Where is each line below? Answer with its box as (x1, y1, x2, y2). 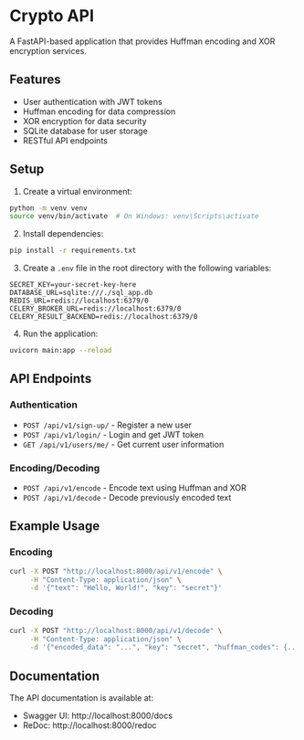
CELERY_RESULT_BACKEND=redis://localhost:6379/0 (9, 312, 198, 322)
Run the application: (22, 328, 99, 339)
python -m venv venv (9, 203, 89, 213)
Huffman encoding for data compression (22, 106, 176, 117)
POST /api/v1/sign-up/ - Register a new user (22, 419, 193, 430)
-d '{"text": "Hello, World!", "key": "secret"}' (29, 584, 223, 593)
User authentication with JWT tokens (22, 96, 162, 107)
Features (9, 72, 61, 88)
